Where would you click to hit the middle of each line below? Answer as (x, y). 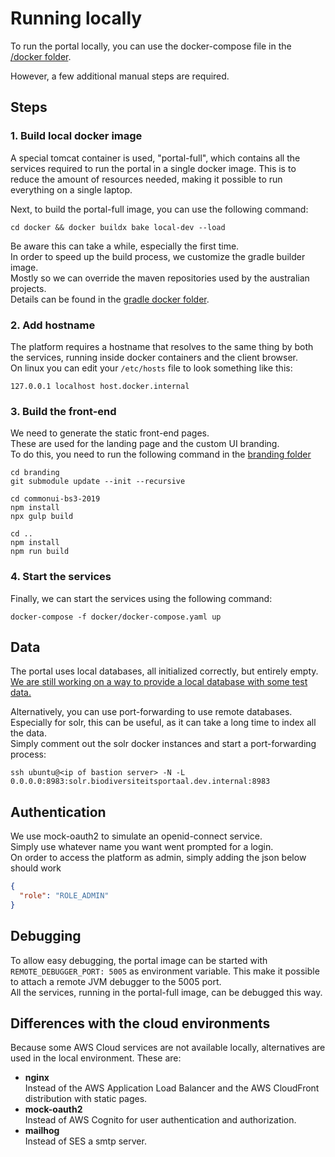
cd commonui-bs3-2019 (55, 499)
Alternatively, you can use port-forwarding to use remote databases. (151, 712)
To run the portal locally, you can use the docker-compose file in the (151, 46)
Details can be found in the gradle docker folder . (110, 299)
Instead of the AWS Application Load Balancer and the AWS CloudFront (172, 1088)
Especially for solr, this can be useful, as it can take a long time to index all (163, 723)
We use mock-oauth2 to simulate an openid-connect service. (136, 836)
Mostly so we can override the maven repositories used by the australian (160, 278)
